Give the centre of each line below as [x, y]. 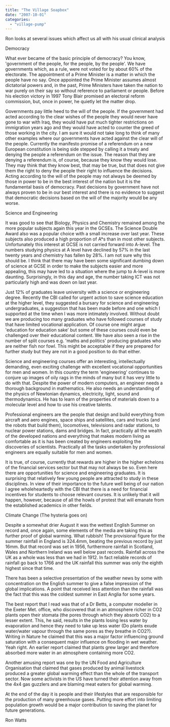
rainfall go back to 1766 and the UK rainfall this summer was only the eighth [84, 563]
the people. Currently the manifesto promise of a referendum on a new [79, 144]
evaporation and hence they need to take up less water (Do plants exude [81, 626]
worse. [12, 203]
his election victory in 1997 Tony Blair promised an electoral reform [75, 96]
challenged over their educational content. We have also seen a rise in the [82, 336]
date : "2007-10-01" [26, 15]
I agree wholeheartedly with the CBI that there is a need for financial [77, 489]
